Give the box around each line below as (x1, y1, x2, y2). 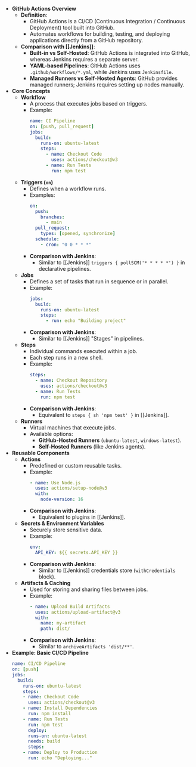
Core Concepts (11, 88, 51, 94)
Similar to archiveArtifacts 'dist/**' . (38, 643, 134, 650)
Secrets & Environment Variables (20, 520, 104, 527)
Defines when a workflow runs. (29, 185, 107, 192)
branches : (41, 214, 65, 220)
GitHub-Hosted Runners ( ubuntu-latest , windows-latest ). (38, 437, 182, 444)
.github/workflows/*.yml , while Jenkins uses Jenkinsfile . (29, 69, 173, 75)
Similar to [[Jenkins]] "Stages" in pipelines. (38, 335, 144, 342)
